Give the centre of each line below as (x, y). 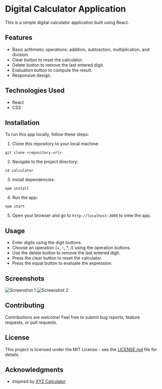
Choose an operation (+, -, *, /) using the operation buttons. (72, 248)
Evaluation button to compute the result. (52, 70)
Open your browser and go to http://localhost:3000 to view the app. (81, 215)
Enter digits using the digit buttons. (47, 243)
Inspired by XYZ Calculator (39, 381)
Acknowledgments (34, 370)
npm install (17, 189)
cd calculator (19, 171)
